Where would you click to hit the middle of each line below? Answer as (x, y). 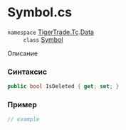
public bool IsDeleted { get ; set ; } (63, 87)
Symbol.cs (40, 12)
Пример (22, 105)
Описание (22, 53)
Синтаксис (27, 72)
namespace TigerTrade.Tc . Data (51, 32)
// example (23, 119)
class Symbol (43, 39)
